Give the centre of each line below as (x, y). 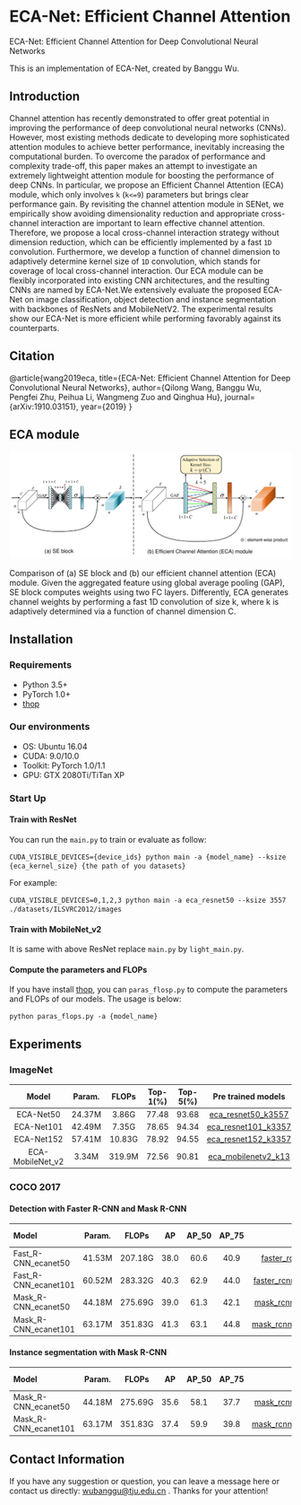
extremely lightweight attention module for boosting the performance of (142, 175)
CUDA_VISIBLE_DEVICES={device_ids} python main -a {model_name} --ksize (148, 857)
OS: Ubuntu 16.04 (55, 746)
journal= (240, 397)
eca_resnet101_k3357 (249, 1127)
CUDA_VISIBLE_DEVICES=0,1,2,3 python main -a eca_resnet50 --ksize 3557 (148, 900)
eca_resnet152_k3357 (249, 1139)
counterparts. (34, 328)
